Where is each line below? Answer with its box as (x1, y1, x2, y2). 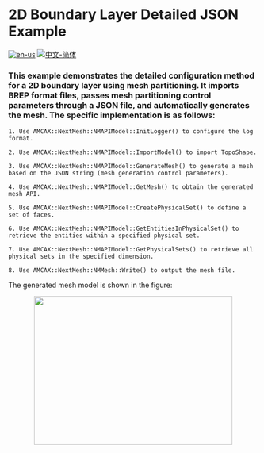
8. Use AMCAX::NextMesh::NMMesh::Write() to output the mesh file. (8, 267, 236, 274)
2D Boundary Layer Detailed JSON (8, 6, 239, 24)
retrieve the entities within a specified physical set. (8, 232, 201, 240)
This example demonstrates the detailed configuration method (8, 70, 255, 81)
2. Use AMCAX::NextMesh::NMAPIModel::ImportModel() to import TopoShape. (8, 148, 258, 156)
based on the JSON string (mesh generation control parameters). (8, 169, 228, 178)
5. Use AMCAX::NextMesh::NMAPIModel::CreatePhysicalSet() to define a (8, 204, 247, 212)
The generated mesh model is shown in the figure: (8, 280, 173, 290)
